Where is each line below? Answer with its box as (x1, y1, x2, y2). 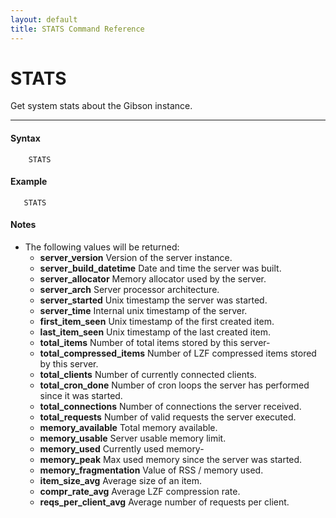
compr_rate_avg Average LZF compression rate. (39, 486, 241, 498)
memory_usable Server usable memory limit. (39, 432, 227, 445)
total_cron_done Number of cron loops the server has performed (39, 379, 310, 391)
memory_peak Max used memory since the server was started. (39, 454, 303, 466)
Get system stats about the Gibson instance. (10, 100, 193, 112)
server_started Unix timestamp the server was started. (39, 294, 268, 306)
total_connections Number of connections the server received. (39, 401, 302, 413)
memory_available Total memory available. (39, 422, 218, 434)
